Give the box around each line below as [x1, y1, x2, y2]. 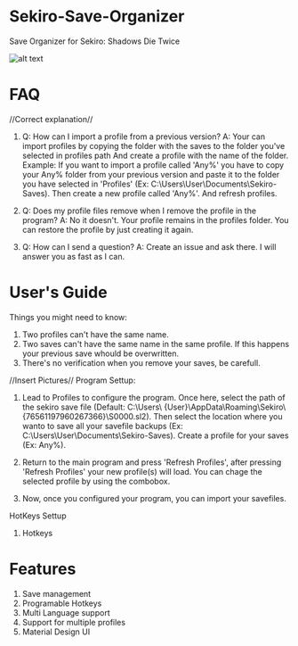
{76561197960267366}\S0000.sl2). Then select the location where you [21, 410, 283, 421]
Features [9, 559, 77, 579]
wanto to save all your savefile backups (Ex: [21, 420, 184, 431]
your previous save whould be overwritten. [21, 348, 180, 359]
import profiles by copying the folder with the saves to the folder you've [21, 140, 286, 151]
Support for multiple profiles [21, 617, 126, 627]
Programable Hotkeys [21, 598, 102, 609]
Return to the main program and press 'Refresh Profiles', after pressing [21, 457, 282, 468]
